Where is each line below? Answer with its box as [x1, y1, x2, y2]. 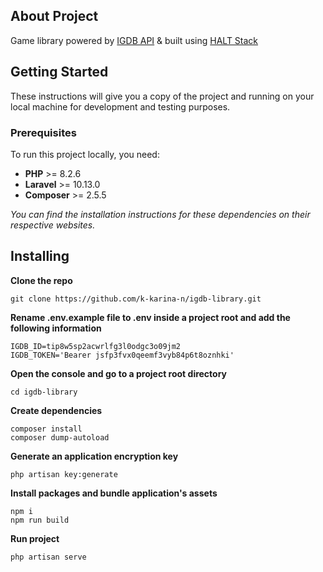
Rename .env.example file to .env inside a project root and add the [10, 311, 291, 323]
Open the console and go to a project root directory [10, 367, 228, 379]
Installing [10, 248, 70, 265]
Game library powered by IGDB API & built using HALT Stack [10, 34, 259, 46]
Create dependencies [10, 404, 103, 416]
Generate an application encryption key [10, 450, 179, 462]
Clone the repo [10, 274, 73, 286]
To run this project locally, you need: [10, 148, 160, 160]
